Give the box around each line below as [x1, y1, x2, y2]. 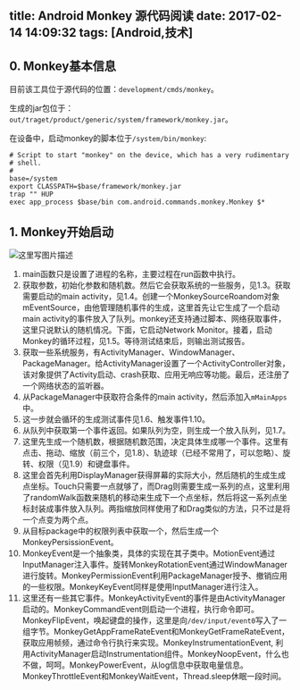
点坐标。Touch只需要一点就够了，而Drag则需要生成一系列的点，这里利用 [21, 481, 290, 492]
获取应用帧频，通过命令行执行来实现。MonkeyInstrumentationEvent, [21, 637, 274, 648]
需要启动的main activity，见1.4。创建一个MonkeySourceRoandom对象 [21, 291, 280, 302]
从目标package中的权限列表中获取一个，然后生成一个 [21, 526, 219, 536]
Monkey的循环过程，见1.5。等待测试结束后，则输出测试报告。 [21, 336, 250, 347]
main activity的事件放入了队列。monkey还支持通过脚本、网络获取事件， [21, 314, 287, 324]
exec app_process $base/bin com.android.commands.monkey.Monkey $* [9, 198, 266, 207]
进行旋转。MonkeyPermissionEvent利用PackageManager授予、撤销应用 [21, 570, 288, 581]
